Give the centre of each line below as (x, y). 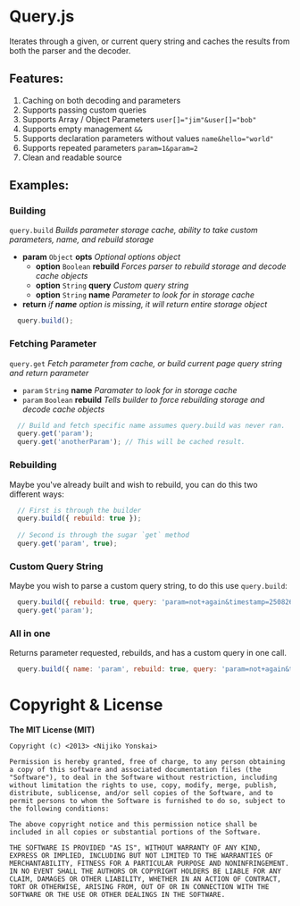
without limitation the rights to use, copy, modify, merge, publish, (143, 785)
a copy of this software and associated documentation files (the (135, 770)
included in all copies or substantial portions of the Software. (135, 833)
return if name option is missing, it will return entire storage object (145, 305)
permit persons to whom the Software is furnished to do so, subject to (147, 801)
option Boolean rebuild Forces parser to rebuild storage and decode (161, 266)
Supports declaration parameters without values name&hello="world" (148, 138)
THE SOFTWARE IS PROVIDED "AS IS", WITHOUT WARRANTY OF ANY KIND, (135, 848)
